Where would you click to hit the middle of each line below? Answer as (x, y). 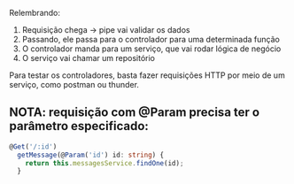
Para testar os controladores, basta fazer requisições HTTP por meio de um (147, 75)
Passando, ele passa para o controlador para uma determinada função (151, 39)
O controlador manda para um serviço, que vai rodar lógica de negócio (151, 49)
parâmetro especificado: (79, 126)
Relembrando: (35, 13)
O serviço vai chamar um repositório (88, 58)
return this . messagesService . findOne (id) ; (104, 163)
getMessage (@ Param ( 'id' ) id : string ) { (91, 155)
